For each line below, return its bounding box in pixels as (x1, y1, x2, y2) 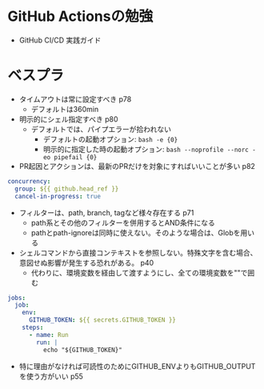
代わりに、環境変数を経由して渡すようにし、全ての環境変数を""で (30, 267, 248, 277)
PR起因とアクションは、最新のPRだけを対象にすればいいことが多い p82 (18, 161, 255, 170)
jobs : (7, 294, 26, 302)
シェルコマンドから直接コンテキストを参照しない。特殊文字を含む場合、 (18, 247, 258, 257)
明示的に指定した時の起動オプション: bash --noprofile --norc (42, 144, 250, 154)
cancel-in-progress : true (14, 192, 102, 200)
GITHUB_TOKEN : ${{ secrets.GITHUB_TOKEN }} (28, 316, 177, 324)
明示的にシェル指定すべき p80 (18, 114, 118, 124)
